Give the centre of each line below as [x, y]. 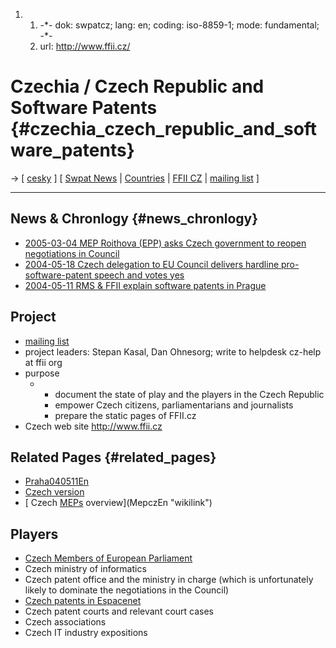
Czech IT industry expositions [86, 633]
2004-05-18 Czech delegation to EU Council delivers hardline [152, 264]
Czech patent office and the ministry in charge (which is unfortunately [169, 580]
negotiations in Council [72, 253]
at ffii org [43, 362]
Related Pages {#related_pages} [113, 457]
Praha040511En [57, 481]
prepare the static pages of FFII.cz [125, 415]
